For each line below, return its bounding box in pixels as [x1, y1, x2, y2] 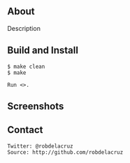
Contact [7, 124, 43, 136]
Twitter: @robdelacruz [7, 143, 73, 150]
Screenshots [7, 101, 64, 113]
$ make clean [7, 63, 45, 70]
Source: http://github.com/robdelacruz [7, 148, 124, 156]
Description [7, 24, 41, 32]
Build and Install [7, 45, 79, 57]
